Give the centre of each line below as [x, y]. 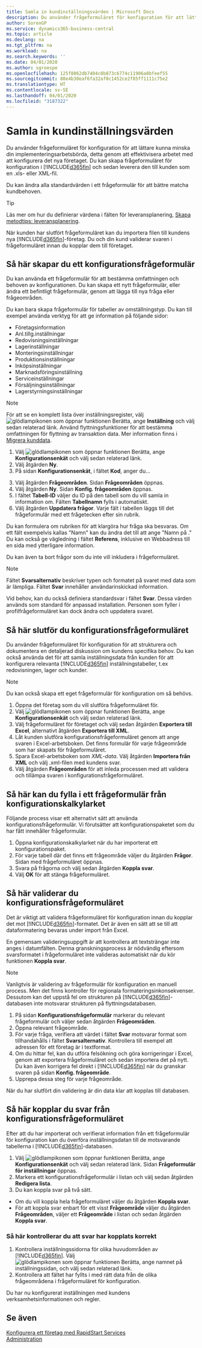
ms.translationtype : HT [36, 85]
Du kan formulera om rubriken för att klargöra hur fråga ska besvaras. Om [98, 526]
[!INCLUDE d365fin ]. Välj [45, 1255]
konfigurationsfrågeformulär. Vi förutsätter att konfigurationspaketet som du [100, 825]
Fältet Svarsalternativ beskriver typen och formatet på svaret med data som [101, 580]
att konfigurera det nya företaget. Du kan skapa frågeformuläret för [89, 161]
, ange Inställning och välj [162, 421]
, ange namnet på [161, 1262]
